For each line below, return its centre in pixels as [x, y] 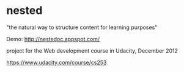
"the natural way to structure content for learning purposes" [82, 27]
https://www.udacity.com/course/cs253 [57, 62]
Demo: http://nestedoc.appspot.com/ [53, 39]
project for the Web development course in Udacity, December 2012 [92, 51]
